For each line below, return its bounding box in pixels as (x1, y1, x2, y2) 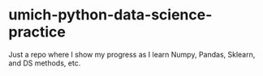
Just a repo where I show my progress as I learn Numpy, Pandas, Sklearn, (8, 49, 256, 59)
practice (8, 23, 67, 41)
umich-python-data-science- (8, 6, 213, 24)
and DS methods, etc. (8, 58, 81, 68)
